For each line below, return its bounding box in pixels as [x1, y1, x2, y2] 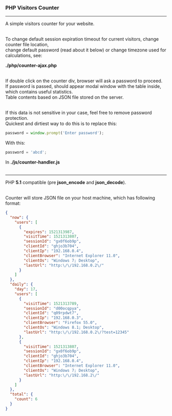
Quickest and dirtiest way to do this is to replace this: [5, 120, 117, 127]
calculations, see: [5, 52, 42, 59]
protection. [5, 115, 29, 121]
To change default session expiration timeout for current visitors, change [5, 36, 159, 42]
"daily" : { [10, 282, 33, 287]
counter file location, [5, 42, 49, 48]
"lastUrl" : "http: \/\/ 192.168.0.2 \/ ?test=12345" [24, 330, 130, 335]
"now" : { [10, 215, 29, 220]
